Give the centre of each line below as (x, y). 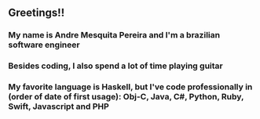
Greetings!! (37, 13)
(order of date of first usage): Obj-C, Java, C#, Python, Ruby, (126, 97)
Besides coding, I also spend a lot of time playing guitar (115, 66)
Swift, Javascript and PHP (59, 106)
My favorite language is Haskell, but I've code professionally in (130, 87)
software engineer (44, 45)
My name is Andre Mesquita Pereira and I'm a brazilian (114, 35)
